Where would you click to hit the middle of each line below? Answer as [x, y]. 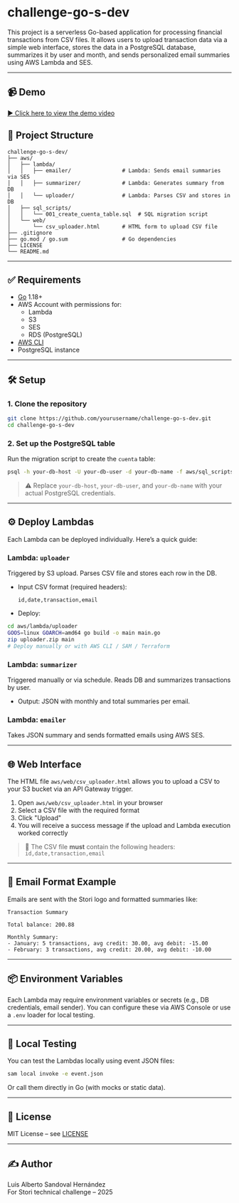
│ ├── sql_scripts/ [39, 208]
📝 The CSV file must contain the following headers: [100, 847]
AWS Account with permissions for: [70, 305]
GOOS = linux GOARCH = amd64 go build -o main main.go [84, 633]
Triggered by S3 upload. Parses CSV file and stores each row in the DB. [112, 573]
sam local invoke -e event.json [55, 1074]
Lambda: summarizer [42, 664]
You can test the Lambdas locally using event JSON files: [91, 1061]
